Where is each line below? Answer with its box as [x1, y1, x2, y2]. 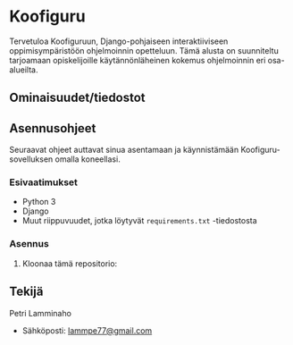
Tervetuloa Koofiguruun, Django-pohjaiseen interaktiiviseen [9, 36, 229, 46]
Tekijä [9, 284, 44, 299]
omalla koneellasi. [54, 154, 121, 164]
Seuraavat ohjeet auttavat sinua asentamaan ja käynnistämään [9, 145, 239, 156]
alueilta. [9, 64, 38, 75]
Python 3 [21, 197, 56, 207]
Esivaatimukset [9, 176, 79, 189]
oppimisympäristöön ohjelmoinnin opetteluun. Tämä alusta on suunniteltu [9, 45, 279, 55]
